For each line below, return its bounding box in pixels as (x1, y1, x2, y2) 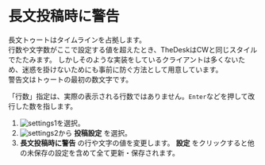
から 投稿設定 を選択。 (58, 128, 132, 137)
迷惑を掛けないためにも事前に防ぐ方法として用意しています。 (21, 64, 223, 74)
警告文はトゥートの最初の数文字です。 (8, 75, 133, 84)
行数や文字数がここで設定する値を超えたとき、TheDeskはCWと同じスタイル (8, 44, 258, 54)
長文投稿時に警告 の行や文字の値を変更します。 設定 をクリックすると (19, 138, 248, 148)
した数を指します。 (14, 101, 78, 111)
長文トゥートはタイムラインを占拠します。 (8, 35, 147, 44)
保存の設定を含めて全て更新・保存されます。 (33, 148, 180, 157)
